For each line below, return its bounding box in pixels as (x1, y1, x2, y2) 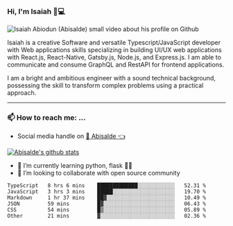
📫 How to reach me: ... (7, 113, 86, 123)
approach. (7, 89, 37, 97)
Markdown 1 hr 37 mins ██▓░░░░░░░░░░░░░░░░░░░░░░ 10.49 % (7, 194, 207, 201)
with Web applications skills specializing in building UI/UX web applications (7, 46, 222, 54)
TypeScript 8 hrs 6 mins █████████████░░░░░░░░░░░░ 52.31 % (7, 182, 207, 189)
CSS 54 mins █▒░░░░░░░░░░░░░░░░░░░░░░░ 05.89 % (7, 206, 207, 214)
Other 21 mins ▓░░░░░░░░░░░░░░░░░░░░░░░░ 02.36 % (7, 212, 207, 219)
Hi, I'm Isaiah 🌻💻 (7, 6, 66, 16)
